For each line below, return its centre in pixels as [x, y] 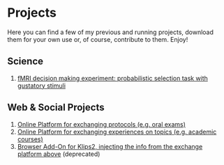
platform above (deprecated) [59, 154]
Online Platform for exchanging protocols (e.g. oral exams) [102, 124]
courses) [30, 139]
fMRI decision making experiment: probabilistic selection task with [112, 78]
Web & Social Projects [56, 108]
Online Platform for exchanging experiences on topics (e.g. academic [117, 132]
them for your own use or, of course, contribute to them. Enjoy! [98, 39]
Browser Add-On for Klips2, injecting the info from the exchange [110, 146]
